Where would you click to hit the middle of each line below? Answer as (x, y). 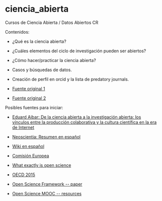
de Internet (23, 127)
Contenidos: (17, 32)
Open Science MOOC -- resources (47, 193)
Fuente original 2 (29, 98)
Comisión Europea (31, 156)
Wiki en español (28, 146)
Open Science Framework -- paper (47, 184)
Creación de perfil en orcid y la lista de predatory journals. (70, 79)
